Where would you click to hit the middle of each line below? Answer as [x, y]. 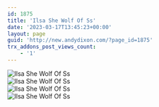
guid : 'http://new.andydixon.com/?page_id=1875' [80, 40]
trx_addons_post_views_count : [52, 47]
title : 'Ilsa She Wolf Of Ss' [52, 21]
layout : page [26, 34]
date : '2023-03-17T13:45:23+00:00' [60, 27]
